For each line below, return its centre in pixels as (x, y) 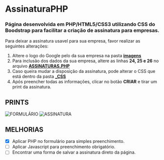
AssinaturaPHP (37, 9)
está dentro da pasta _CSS (39, 76)
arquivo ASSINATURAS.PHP (41, 66)
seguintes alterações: (27, 46)
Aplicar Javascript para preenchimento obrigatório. (64, 147)
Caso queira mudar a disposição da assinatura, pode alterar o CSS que (84, 71)
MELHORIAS (24, 129)
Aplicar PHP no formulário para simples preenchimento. (68, 141)
